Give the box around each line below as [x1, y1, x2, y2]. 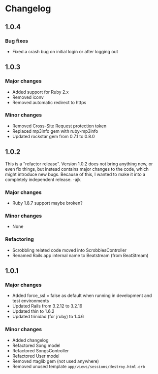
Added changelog [12, 337, 49, 343]
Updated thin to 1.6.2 [12, 308, 55, 314]
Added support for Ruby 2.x [12, 89, 69, 95]
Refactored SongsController [12, 347, 69, 353]
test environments [12, 298, 49, 304]
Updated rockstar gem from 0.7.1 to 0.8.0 [12, 133, 95, 139]
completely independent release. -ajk [5, 176, 81, 183]
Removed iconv [12, 94, 44, 100]
